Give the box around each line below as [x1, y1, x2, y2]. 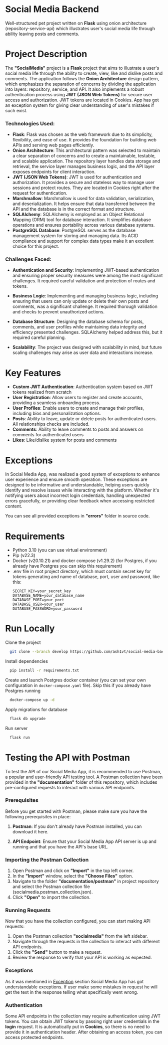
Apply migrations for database [5, 706, 67, 713]
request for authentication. [12, 190, 67, 196]
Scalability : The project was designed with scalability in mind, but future [12, 344, 162, 351]
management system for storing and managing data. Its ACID [12, 233, 138, 239]
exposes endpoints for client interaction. [12, 169, 96, 175]
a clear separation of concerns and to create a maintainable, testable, [12, 153, 156, 159]
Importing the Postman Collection [5, 856, 89, 863]
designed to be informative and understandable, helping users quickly [5, 482, 149, 488]
